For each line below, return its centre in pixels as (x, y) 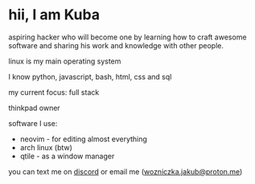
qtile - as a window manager (67, 156)
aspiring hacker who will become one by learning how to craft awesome (127, 37)
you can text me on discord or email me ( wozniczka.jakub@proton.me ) (125, 171)
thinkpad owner (34, 108)
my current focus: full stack (54, 92)
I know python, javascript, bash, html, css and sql (90, 76)
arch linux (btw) (46, 147)
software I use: (33, 123)
